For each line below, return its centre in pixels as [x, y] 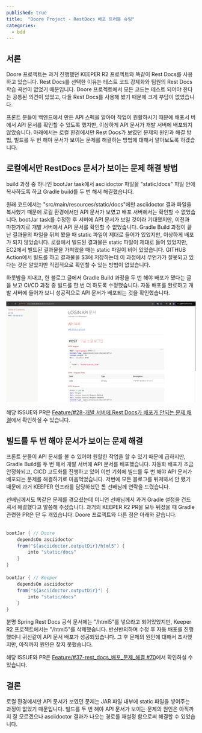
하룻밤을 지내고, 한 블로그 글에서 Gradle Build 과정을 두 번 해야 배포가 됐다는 [96, 277]
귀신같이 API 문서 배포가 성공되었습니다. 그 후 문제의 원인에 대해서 [99, 637]
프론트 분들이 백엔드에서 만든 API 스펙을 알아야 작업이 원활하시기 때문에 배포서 [98, 117]
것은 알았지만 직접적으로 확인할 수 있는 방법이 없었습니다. [84, 264]
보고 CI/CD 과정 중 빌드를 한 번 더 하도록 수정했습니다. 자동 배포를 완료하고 [100, 285]
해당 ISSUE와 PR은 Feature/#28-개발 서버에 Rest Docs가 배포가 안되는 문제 [96, 412]
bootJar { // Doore [31, 533]
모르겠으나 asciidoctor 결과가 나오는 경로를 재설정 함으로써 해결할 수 [99, 717]
